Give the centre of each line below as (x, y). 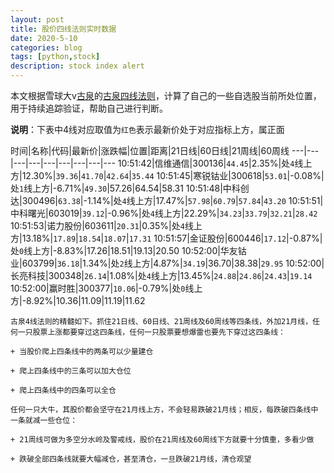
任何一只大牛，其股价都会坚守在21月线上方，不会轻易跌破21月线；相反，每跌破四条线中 (164, 410)
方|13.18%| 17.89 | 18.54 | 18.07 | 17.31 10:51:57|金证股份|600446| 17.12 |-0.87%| (166, 238)
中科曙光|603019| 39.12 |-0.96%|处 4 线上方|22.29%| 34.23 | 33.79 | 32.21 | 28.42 (164, 213)
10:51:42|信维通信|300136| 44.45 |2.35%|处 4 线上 (215, 163)
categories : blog (46, 47)
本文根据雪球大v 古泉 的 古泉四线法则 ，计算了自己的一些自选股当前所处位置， (166, 95)
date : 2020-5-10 (44, 38)
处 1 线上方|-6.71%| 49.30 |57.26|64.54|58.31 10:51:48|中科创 (130, 188)
